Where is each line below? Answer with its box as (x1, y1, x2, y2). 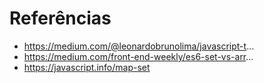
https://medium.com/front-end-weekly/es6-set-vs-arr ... (23, 50, 254, 62)
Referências (9, 7, 112, 30)
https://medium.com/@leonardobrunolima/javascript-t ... (23, 40, 255, 52)
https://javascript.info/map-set (23, 61, 151, 73)
